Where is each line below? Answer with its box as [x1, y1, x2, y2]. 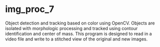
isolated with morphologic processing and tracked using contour [5, 25, 138, 31]
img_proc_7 [5, 3, 54, 15]
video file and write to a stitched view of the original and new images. [5, 36, 148, 42]
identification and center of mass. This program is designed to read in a [5, 30, 152, 36]
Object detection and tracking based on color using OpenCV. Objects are [5, 20, 155, 26]
